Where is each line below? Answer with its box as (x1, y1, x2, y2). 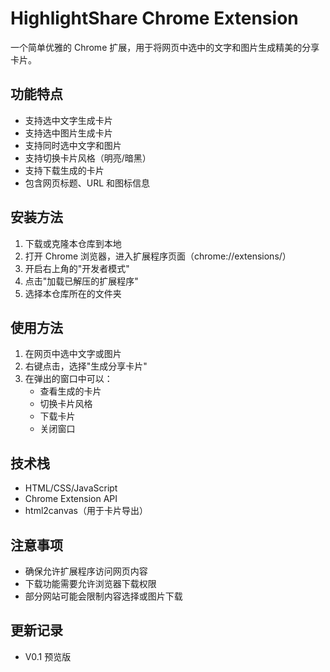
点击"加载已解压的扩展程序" (24, 275, 139, 287)
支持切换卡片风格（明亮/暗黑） (24, 152, 152, 164)
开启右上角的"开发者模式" (24, 262, 130, 274)
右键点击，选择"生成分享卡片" (24, 360, 148, 372)
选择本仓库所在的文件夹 (24, 287, 122, 299)
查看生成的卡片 (39, 385, 102, 397)
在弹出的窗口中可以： (24, 373, 113, 385)
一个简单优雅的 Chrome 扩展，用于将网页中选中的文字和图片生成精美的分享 (10, 41, 320, 53)
